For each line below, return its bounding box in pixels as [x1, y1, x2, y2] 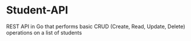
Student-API [6, 4, 68, 17]
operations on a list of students [6, 29, 82, 36]
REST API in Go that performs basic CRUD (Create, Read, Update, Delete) [6, 23, 186, 30]
